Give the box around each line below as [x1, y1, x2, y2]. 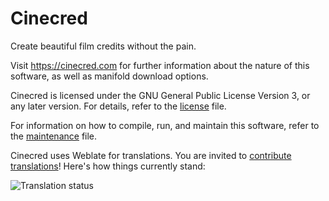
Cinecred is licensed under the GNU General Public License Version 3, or [10, 89, 311, 101]
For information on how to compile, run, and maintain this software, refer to [10, 119, 320, 131]
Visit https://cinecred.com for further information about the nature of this [10, 59, 310, 71]
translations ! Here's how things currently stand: [10, 160, 206, 172]
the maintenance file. [10, 130, 98, 142]
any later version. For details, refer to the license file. [10, 100, 227, 112]
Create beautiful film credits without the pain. [10, 40, 197, 52]
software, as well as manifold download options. [10, 70, 209, 82]
